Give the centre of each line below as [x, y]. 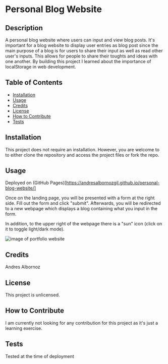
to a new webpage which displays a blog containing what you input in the [81, 209]
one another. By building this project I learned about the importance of [78, 61]
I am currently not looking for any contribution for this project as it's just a [81, 323]
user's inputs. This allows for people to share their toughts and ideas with [81, 56]
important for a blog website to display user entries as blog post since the [82, 45]
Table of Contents [34, 82]
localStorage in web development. [41, 67]
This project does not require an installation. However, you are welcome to [82, 149]
